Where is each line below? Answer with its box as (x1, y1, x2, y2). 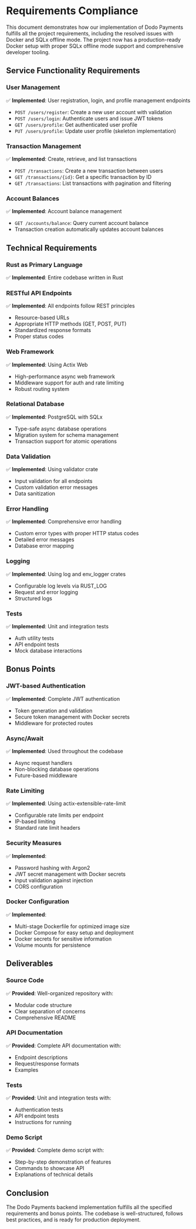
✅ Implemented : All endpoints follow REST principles (6, 302, 135, 310)
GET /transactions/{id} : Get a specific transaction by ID (14, 173, 151, 180)
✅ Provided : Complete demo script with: (6, 1147, 104, 1154)
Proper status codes (14, 333, 64, 340)
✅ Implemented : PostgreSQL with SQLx (6, 413, 103, 420)
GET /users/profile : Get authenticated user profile (14, 121, 138, 128)
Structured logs (14, 595, 53, 602)
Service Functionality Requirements (6, 66, 140, 76)
